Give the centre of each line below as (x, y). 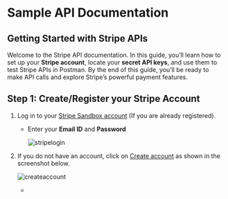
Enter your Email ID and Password (77, 129)
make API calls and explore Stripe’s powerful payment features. (98, 77)
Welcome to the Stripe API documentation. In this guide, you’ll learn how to (114, 55)
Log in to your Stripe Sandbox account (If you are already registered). (116, 115)
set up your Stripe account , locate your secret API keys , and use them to (112, 62)
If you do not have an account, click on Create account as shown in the (119, 156)
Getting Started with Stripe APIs (78, 38)
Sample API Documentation (88, 13)
